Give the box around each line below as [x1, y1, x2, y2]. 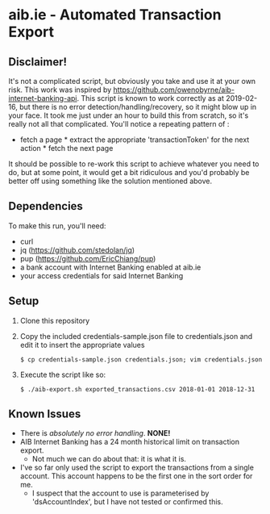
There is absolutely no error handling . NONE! [19, 428, 171, 438]
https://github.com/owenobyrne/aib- [113, 85, 235, 94]
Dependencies [8, 199, 83, 213]
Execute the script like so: [19, 370, 106, 379]
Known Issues [8, 407, 81, 421]
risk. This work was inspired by [8, 85, 112, 94]
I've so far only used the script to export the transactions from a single [19, 462, 254, 473]
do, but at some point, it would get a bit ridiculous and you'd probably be [8, 168, 250, 177]
